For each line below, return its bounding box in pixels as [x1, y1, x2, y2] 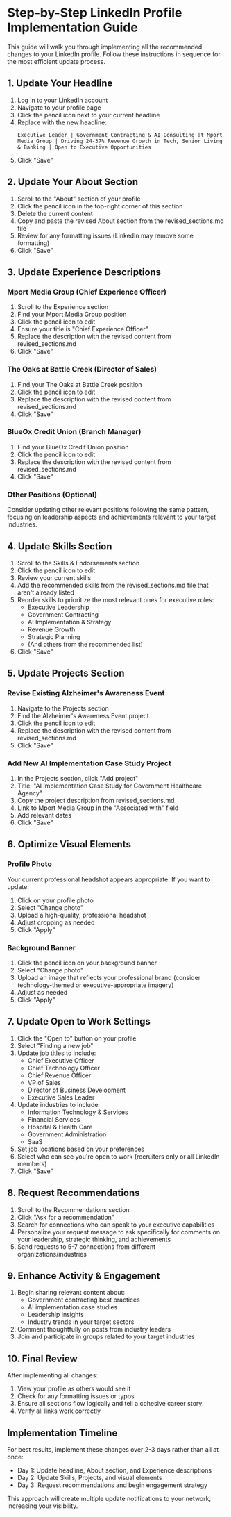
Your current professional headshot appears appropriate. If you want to [7, 875, 211, 884]
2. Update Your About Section [7, 176, 139, 188]
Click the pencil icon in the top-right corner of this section [17, 201, 183, 210]
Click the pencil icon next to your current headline [17, 110, 160, 119]
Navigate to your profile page [17, 103, 101, 112]
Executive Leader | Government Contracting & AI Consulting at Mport [17, 131, 223, 138]
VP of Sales [27, 1078, 61, 1086]
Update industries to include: [17, 1100, 101, 1109]
